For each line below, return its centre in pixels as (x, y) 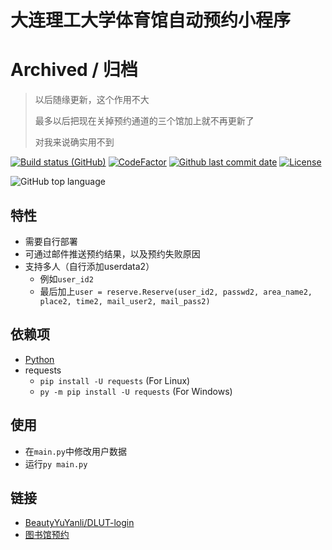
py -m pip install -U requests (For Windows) (136, 391)
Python (39, 359)
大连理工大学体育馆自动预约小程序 (151, 20)
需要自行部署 (51, 241)
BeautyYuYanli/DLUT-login (79, 523)
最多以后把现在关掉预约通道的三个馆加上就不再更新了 (144, 121)
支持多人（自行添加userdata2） (89, 266)
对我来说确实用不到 (74, 142)
